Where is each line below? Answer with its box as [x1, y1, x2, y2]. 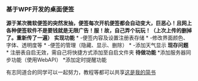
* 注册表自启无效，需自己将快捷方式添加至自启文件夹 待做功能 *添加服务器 [6, 49, 186, 56]
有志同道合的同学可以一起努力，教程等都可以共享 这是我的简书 [6, 69, 156, 76]
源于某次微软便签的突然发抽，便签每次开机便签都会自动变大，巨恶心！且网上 [6, 19, 192, 27]
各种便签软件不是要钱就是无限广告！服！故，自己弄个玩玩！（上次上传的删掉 [6, 27, 192, 34]
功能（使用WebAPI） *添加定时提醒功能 [11, 56, 107, 63]
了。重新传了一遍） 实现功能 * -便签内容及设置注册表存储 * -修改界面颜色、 [6, 34, 189, 42]
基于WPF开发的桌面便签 [6, 5, 75, 13]
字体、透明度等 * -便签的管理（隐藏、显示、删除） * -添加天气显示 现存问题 [6, 42, 189, 49]
